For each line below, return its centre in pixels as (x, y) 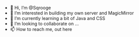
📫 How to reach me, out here (41, 29)
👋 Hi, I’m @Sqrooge (30, 8)
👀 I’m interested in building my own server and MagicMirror (72, 13)
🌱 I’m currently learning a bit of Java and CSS (58, 18)
